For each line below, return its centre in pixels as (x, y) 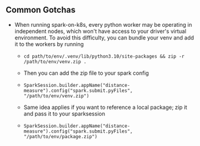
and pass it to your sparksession (64, 113)
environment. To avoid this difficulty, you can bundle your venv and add (104, 37)
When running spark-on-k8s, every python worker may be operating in (103, 24)
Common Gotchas (41, 10)
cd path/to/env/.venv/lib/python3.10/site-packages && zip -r (104, 56)
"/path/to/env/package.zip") (60, 136)
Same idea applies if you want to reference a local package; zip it (105, 107)
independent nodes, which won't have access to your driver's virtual (100, 31)
